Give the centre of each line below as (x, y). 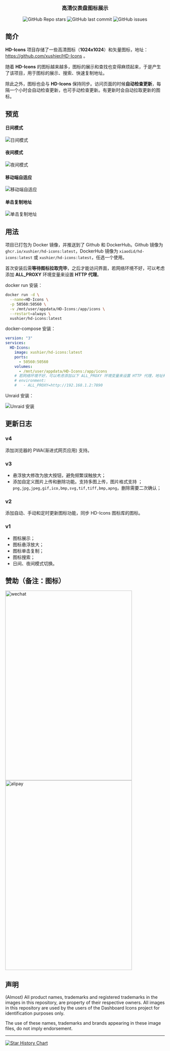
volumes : (24, 366)
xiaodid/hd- (132, 251)
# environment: (30, 381)
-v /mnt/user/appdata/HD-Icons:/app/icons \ (57, 309)
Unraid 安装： (19, 395)
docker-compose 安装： (30, 329)
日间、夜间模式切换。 (35, 563)
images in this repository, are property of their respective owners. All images (85, 1002)
